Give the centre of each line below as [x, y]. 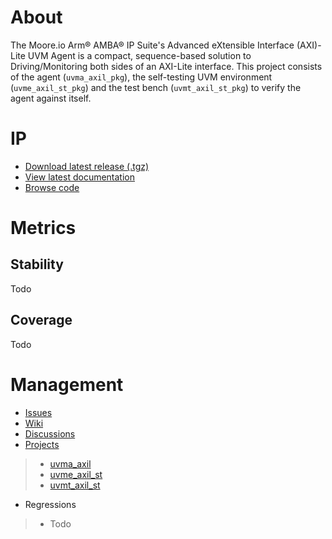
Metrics [43, 228]
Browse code [52, 187]
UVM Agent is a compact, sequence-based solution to [139, 55]
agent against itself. [51, 98]
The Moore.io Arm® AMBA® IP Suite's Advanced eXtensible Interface [152, 45]
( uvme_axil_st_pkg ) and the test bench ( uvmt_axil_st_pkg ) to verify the [156, 87]
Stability [37, 264]
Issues [38, 412]
